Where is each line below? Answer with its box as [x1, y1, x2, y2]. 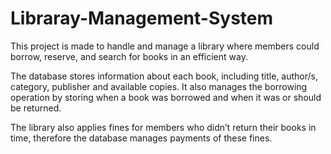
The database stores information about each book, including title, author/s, [10, 70, 319, 82]
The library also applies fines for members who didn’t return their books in [10, 121, 317, 133]
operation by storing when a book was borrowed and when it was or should [10, 91, 322, 103]
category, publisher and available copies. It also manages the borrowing [10, 80, 308, 92]
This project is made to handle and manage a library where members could [10, 40, 320, 52]
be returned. [10, 102, 62, 114]
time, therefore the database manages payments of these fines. [10, 132, 273, 144]
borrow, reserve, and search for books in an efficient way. [10, 50, 248, 62]
